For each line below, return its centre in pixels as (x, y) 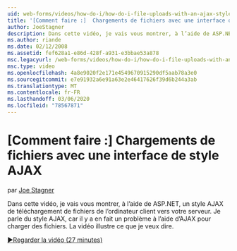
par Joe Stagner (31, 190)
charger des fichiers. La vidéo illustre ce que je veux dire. (91, 226)
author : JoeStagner (36, 27)
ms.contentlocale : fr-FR (44, 92)
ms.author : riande (34, 40)
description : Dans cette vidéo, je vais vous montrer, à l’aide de (109, 33)
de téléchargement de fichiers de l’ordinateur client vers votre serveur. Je (114, 211)
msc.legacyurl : (30, 60)
